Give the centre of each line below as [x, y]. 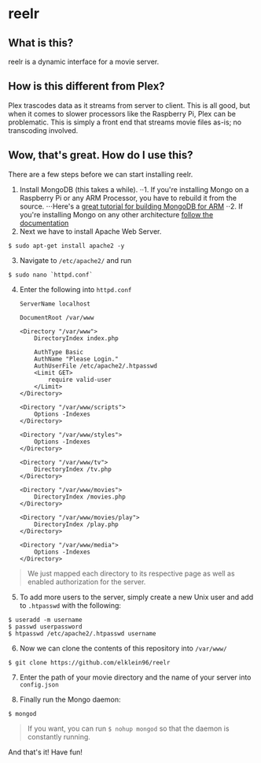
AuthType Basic [59, 352]
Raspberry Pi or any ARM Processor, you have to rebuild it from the [128, 198]
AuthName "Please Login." [77, 359]
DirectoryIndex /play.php [77, 524]
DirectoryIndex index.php [77, 338]
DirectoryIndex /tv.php [73, 469]
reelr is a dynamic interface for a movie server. [84, 61]
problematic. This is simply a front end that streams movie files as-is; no [125, 122]
